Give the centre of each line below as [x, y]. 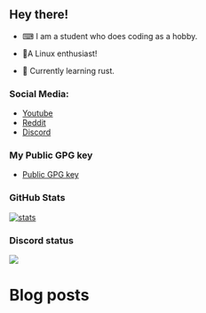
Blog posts [49, 296]
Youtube [37, 113]
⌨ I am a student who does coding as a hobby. [110, 36]
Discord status [41, 240]
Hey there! [39, 15]
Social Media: [39, 94]
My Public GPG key [51, 155]
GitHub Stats [37, 198]
